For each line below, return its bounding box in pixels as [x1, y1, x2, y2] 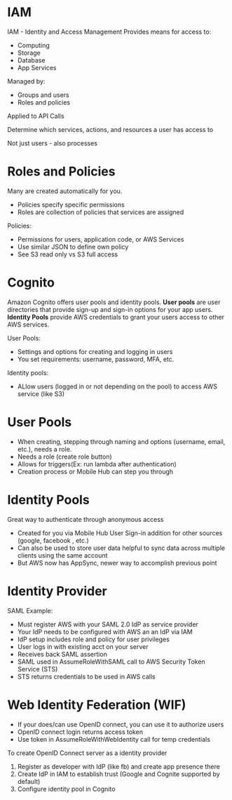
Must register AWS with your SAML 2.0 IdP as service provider [17, 619, 198, 629]
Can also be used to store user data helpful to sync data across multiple [17, 544, 226, 552]
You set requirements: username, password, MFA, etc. [17, 355, 175, 363]
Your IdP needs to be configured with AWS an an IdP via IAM [17, 627, 193, 636]
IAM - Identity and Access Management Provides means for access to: [7, 27, 212, 36]
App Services [17, 63, 57, 72]
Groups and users [17, 91, 69, 99]
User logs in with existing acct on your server [17, 642, 149, 650]
